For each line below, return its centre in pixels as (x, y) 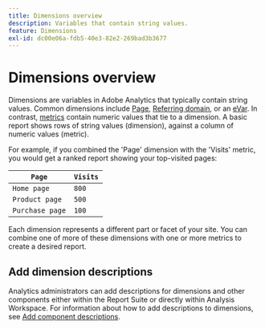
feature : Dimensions (43, 30)
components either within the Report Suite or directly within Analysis (122, 299)
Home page (31, 189)
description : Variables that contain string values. (98, 23)
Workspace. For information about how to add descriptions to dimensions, (131, 308)
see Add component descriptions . (64, 317)
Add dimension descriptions (81, 272)
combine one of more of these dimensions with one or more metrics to (125, 238)
